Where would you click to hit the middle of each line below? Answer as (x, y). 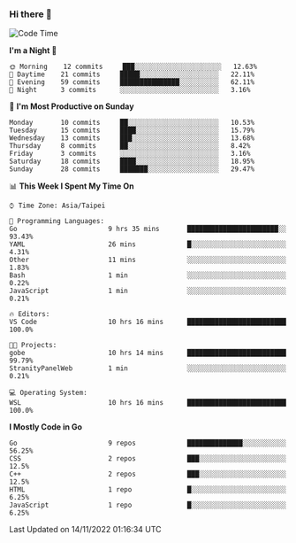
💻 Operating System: (49, 393)
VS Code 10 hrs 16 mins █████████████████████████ (148, 322)
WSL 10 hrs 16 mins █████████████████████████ (148, 403)
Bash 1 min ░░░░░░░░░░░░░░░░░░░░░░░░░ (148, 275)
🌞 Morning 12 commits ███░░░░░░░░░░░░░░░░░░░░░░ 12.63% (133, 67)
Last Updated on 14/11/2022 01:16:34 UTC (85, 530)
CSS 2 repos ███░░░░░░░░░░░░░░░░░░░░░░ (148, 459)
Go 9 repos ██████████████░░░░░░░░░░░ (148, 443)
